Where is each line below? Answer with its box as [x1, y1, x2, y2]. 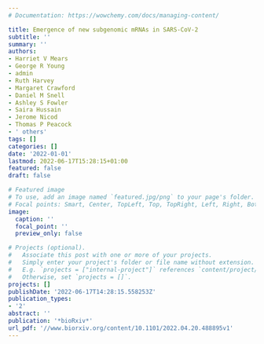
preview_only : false [15, 229, 82, 238]
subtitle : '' [8, 33, 51, 41]
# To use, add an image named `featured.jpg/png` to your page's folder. [8, 193, 255, 201]
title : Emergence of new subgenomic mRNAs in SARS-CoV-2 [8, 25, 199, 34]
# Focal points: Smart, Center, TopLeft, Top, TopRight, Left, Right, [8, 200, 244, 208]
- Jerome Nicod [8, 113, 58, 122]
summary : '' [8, 40, 47, 48]
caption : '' [15, 215, 55, 223]
